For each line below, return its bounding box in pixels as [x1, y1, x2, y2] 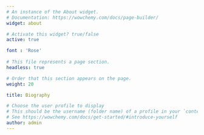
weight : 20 [6, 81, 34, 87]
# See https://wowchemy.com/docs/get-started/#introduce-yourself [6, 114, 178, 120]
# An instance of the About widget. [6, 8, 99, 15]
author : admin [6, 120, 42, 126]
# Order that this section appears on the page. [6, 75, 132, 82]
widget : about [6, 20, 42, 26]
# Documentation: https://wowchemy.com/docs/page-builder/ [6, 15, 159, 21]
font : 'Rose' [6, 48, 42, 54]
